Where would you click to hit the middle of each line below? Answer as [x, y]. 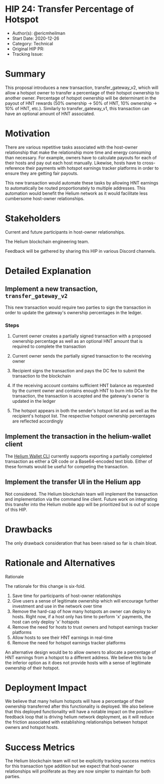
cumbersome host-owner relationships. [45, 198]
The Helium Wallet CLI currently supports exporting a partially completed [79, 456]
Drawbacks [29, 529]
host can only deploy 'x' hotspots [46, 622]
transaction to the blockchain [41, 376]
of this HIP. [16, 510]
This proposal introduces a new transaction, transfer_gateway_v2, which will [82, 88]
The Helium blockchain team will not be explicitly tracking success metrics [80, 761]
